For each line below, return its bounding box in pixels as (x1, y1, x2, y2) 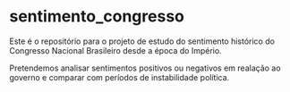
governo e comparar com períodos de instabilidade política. (9, 71, 230, 82)
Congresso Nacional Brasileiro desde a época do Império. (9, 45, 222, 55)
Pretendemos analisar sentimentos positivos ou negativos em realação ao (9, 63, 281, 73)
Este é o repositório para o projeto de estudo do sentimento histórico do (9, 36, 276, 46)
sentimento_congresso (9, 6, 185, 27)
